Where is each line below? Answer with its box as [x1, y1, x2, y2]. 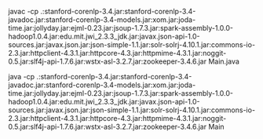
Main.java [207, 57, 239, 66]
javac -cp [8, 7, 39, 16]
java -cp [8, 72, 35, 81]
